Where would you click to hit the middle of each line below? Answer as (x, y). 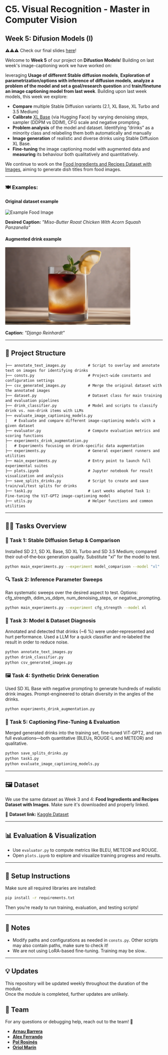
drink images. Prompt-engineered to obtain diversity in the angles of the (79, 694)
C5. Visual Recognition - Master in (77, 9)
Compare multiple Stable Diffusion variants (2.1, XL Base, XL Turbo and (86, 106)
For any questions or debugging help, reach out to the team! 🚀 (69, 1022)
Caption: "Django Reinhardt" (35, 333)
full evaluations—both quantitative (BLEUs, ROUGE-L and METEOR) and (79, 738)
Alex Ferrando (27, 1037)
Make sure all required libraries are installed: (51, 888)
